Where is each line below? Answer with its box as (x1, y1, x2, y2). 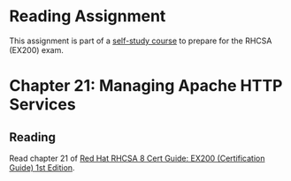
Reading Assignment (9, 6, 166, 26)
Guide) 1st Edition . (9, 162, 75, 173)
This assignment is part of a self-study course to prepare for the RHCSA (9, 35, 272, 46)
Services (9, 94, 77, 115)
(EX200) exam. (9, 44, 64, 55)
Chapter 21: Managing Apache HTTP (9, 76, 283, 96)
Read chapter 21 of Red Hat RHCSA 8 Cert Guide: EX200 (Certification (9, 153, 265, 163)
